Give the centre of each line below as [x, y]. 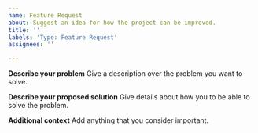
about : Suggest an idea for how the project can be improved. [112, 23]
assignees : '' [31, 45]
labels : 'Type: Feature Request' [63, 37]
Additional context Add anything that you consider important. [109, 120]
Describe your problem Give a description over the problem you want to [125, 74]
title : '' [24, 30]
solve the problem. [39, 106]
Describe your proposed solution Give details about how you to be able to [129, 97]
